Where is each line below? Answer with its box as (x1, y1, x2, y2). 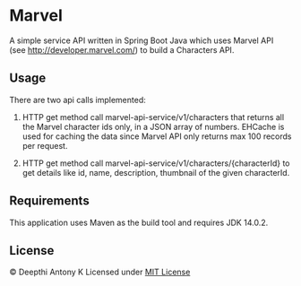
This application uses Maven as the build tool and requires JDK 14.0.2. (9, 217, 269, 228)
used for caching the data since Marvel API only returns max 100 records (21, 131, 293, 142)
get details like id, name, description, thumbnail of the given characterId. (21, 167, 290, 178)
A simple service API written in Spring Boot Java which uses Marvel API (9, 35, 274, 46)
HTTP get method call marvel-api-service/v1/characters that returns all (21, 111, 285, 122)
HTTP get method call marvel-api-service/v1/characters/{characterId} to (21, 158, 290, 169)
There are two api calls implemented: (9, 94, 146, 105)
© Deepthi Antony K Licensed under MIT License (9, 266, 191, 278)
